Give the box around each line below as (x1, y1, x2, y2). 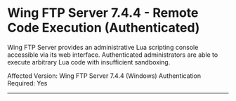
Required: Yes (7, 79, 48, 87)
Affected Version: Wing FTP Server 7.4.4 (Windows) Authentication (7, 72, 202, 80)
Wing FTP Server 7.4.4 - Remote (7, 5, 199, 21)
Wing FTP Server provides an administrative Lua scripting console (7, 43, 199, 51)
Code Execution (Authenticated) (7, 20, 200, 36)
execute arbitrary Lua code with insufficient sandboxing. (7, 58, 171, 66)
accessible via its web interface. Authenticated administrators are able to (7, 50, 218, 59)
